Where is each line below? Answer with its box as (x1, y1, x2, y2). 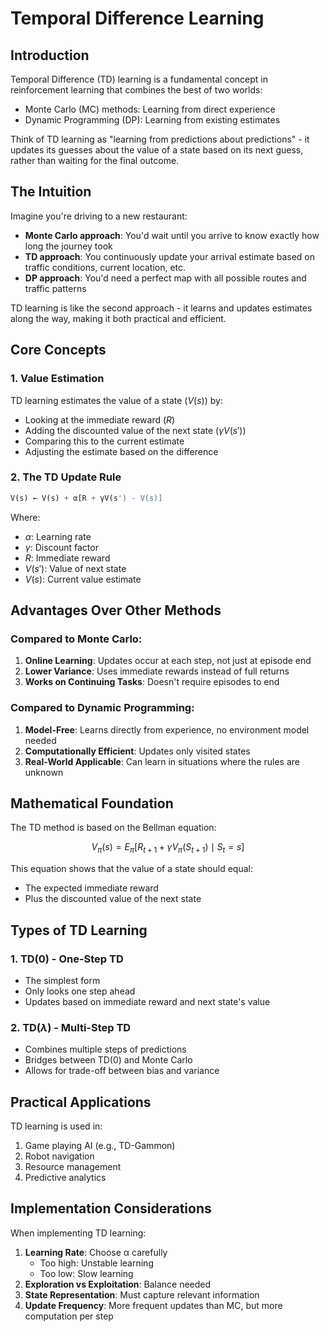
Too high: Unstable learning (39, 1257, 154, 1269)
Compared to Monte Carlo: (10, 632, 143, 646)
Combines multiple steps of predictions (24, 1043, 187, 1056)
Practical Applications (10, 1093, 152, 1111)
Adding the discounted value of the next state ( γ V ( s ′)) (24, 424, 247, 436)
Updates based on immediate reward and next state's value (24, 995, 271, 1007)
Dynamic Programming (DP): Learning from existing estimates (24, 114, 281, 126)
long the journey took (24, 240, 113, 252)
